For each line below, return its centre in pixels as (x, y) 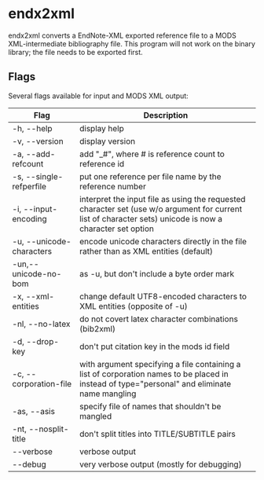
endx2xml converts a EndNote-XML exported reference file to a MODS (123, 35)
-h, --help (32, 128)
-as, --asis (33, 411)
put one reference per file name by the (150, 176)
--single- (44, 176)
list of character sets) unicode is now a (151, 218)
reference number (113, 186)
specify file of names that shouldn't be (150, 406)
